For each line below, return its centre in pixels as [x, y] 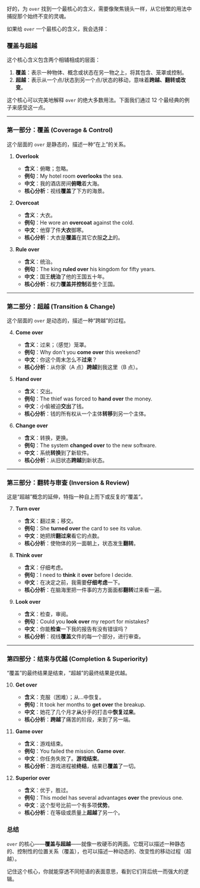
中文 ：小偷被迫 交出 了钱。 [55, 406]
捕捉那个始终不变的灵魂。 [38, 16]
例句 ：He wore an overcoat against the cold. [79, 222]
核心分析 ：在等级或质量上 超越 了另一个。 [74, 813]
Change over [31, 426]
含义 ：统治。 [40, 262]
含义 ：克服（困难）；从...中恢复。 [64, 697]
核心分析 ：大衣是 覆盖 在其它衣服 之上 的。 [74, 237]
